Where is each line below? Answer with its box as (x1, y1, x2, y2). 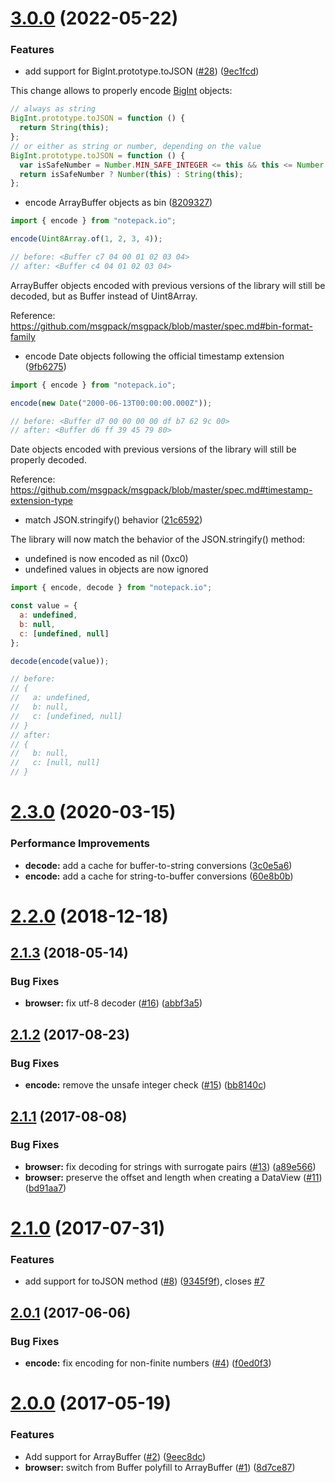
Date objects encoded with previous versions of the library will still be (10, 443, 297, 456)
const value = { (10, 601, 78, 611)
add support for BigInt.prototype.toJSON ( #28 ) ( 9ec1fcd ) (24, 65, 260, 77)
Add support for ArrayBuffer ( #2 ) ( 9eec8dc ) (24, 1450, 207, 1462)
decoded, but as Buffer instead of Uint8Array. (10, 290, 198, 302)
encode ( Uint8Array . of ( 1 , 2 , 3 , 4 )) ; (10, 234, 163, 244)
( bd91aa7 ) (24, 1182, 67, 1194)
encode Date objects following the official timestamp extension (24, 350, 285, 362)
